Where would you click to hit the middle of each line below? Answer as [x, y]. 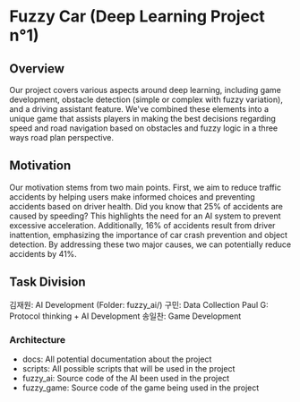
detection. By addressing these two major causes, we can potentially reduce [150, 244]
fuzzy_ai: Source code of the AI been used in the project [126, 378]
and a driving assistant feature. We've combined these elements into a [139, 109]
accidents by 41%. [43, 253]
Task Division [48, 282]
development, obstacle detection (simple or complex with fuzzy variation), [146, 99]
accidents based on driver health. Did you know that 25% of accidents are [146, 206]
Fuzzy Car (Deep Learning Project [137, 17]
